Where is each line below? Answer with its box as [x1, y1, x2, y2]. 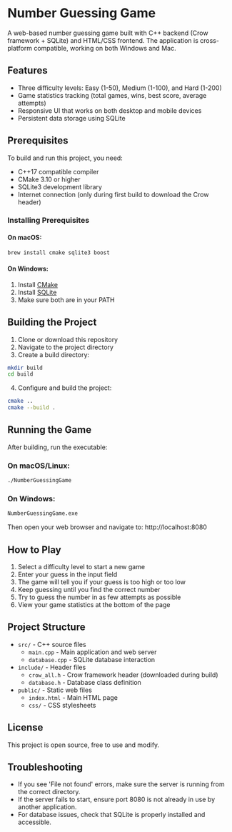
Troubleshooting [7, 761, 84, 773]
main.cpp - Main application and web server [28, 648, 157, 656]
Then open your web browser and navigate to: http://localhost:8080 [7, 523, 207, 531]
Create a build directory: [17, 350, 90, 359]
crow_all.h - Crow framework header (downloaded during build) [28, 670, 219, 679]
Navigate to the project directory [17, 343, 114, 351]
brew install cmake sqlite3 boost [7, 249, 111, 256]
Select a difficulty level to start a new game [17, 563, 145, 571]
